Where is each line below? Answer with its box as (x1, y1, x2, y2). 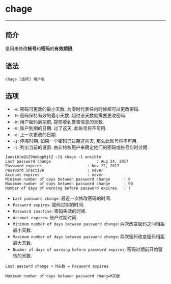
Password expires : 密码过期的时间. (12, 202, 85, 208)
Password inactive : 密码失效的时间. (12, 208, 87, 214)
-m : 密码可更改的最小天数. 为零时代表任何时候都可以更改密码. (12, 106, 140, 112)
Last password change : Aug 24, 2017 (5, 159, 129, 164)
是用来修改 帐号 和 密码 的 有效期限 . (5, 45, 74, 51)
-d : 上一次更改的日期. (12, 132, 58, 138)
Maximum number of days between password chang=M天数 (5, 274, 121, 279)
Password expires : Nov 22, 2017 (5, 164, 120, 169)
